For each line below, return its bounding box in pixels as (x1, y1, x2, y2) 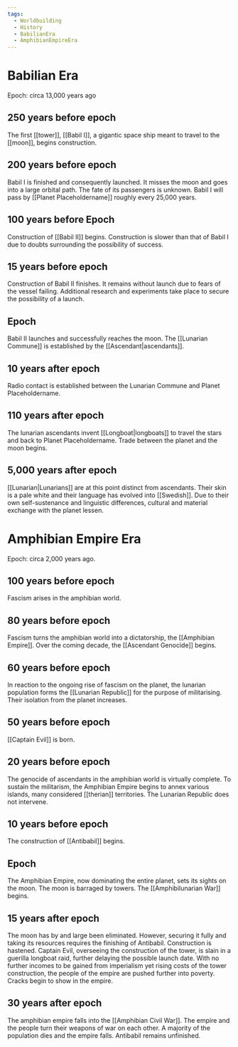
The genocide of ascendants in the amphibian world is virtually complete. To (7, 774, 232, 783)
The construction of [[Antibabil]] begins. (7, 837, 126, 845)
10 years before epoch (7, 818, 109, 830)
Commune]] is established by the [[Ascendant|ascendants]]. (7, 342, 185, 350)
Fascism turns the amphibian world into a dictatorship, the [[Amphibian (7, 633, 215, 642)
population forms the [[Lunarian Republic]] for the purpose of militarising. (7, 688, 222, 697)
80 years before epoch (7, 614, 111, 627)
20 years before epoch (7, 756, 110, 768)
